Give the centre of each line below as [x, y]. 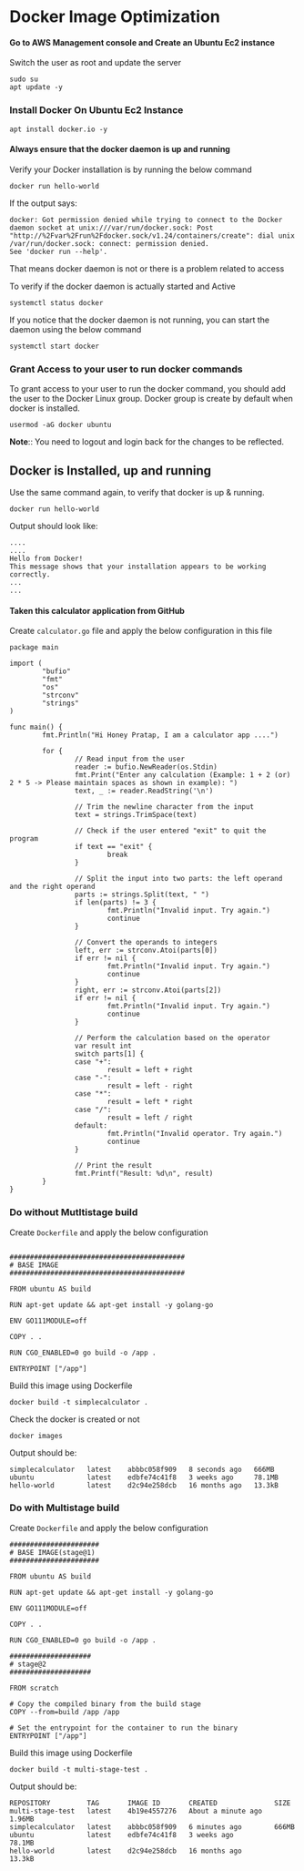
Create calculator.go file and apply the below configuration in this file [141, 631]
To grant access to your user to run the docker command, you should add [148, 389]
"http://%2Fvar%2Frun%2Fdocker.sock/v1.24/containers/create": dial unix [152, 235]
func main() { [36, 727]
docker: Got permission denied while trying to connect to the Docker [146, 220]
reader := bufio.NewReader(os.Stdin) [146, 767]
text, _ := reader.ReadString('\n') [144, 791]
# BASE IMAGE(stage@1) [52, 1552]
